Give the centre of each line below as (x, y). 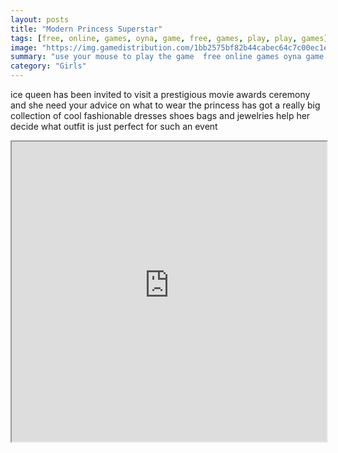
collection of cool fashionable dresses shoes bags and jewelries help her (160, 115)
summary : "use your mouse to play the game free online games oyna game (167, 57)
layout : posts (40, 19)
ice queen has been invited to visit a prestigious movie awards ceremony (160, 94)
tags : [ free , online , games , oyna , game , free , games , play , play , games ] (169, 38)
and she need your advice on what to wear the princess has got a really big (165, 105)
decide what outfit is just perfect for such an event (114, 126)
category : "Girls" (48, 66)
